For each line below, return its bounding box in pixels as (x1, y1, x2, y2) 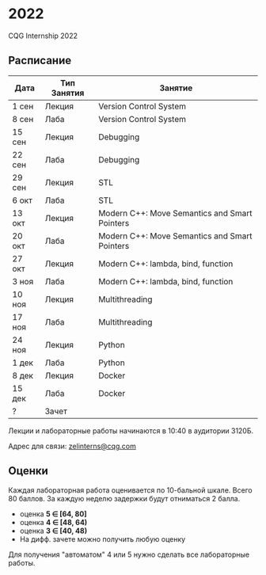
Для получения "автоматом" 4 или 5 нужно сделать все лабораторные (8, 550, 250, 559)
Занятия (51, 87, 85, 98)
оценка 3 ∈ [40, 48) (19, 526, 88, 535)
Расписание (8, 54, 72, 67)
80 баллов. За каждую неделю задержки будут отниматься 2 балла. (8, 493, 241, 503)
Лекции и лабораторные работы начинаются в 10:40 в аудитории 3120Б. (8, 425, 254, 436)
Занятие (159, 82, 193, 93)
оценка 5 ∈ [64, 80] (19, 508, 87, 519)
